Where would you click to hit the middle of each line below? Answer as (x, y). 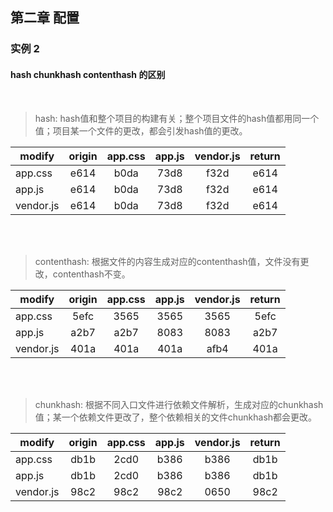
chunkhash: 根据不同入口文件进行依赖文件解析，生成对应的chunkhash (179, 404)
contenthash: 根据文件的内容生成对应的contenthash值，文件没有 (167, 261)
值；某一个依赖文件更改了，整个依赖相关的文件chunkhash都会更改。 (176, 417)
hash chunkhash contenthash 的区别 (88, 74)
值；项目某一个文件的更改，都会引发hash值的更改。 (141, 130)
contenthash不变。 (91, 274)
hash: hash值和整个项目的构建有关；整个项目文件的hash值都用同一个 (177, 118)
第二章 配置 (45, 18)
